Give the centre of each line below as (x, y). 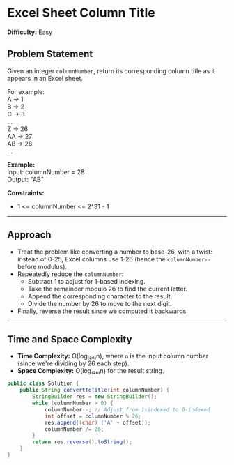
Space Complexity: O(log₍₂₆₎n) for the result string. (91, 371)
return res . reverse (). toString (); (82, 442)
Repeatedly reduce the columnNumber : (70, 274)
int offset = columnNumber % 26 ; (93, 416)
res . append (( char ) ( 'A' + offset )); (97, 422)
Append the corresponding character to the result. (100, 296)
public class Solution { (43, 384)
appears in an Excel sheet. (45, 78)
